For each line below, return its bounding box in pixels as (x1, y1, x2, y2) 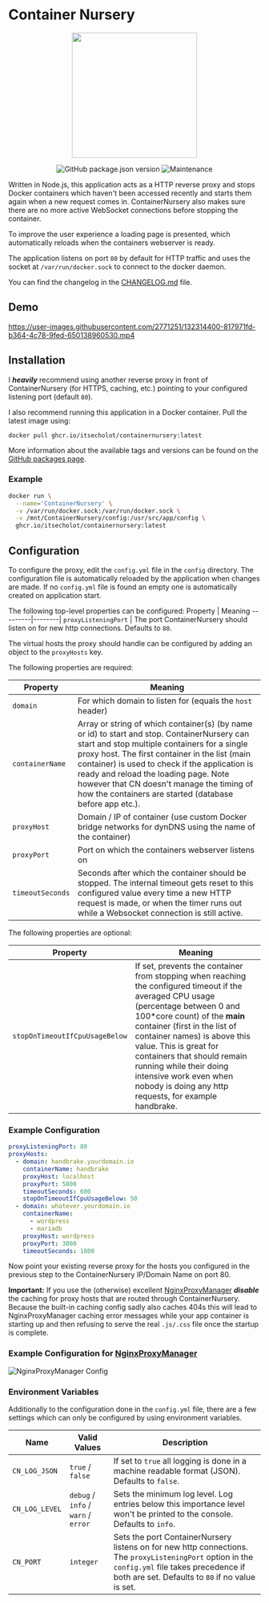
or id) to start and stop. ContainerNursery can (77, 729, 250, 740)
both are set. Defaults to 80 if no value (113, 1572, 256, 1583)
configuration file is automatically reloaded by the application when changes (8, 574, 260, 584)
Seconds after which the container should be (77, 867, 247, 878)
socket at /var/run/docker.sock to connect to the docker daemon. (8, 262, 227, 271)
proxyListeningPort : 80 (8, 1143, 88, 1151)
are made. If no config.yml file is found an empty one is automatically (8, 582, 238, 592)
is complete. (8, 1328, 50, 1338)
